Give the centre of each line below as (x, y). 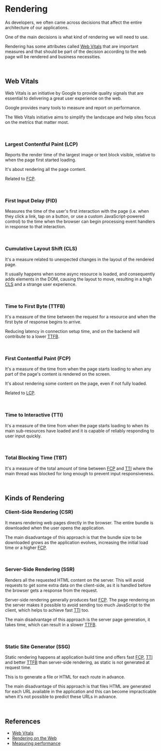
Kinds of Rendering (35, 498)
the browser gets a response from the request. (51, 590)
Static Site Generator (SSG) (38, 647)
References (23, 721)
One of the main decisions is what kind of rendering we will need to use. (77, 37)
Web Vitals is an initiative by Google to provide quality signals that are (74, 93)
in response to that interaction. (36, 227)
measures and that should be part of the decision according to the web (76, 51)
